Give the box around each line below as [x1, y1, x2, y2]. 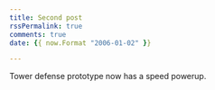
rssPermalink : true [9, 22, 83, 31]
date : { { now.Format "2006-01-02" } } [9, 38, 152, 48]
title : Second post [9, 13, 83, 22]
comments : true [9, 30, 67, 39]
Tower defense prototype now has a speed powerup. [9, 71, 207, 82]
